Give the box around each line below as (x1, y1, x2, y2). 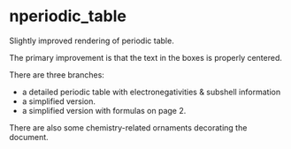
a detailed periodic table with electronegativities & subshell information (21, 86, 281, 97)
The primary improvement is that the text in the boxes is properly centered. (9, 52, 283, 63)
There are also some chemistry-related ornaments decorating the (9, 122, 248, 133)
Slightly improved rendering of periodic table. (9, 35, 174, 46)
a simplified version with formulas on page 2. (21, 105, 187, 115)
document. (9, 131, 49, 142)
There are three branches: (9, 69, 104, 80)
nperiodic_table (9, 6, 126, 26)
